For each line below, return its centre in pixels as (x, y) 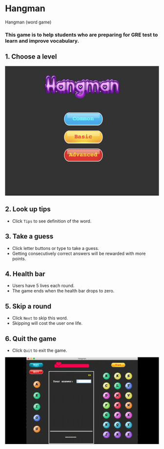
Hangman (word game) (28, 22)
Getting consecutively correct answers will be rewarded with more (79, 253)
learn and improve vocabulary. (42, 41)
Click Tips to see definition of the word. (52, 221)
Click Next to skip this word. (40, 318)
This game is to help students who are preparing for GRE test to (82, 35)
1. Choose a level (31, 57)
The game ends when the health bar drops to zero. (63, 291)
